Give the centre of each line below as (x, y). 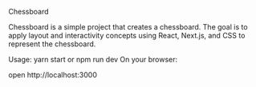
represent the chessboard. (52, 44)
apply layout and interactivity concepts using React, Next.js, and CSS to (127, 36)
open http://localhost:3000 (53, 75)
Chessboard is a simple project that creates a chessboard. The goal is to (128, 27)
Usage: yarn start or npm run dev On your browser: (93, 59)
